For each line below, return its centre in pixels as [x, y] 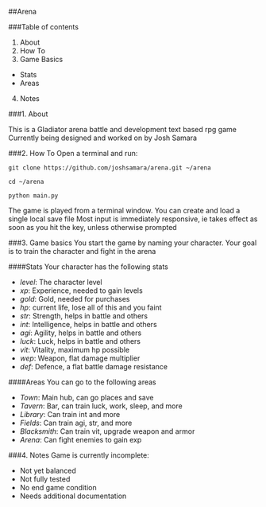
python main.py [33, 196]
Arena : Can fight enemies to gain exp [81, 440]
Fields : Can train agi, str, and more [76, 423]
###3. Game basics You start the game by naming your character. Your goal [133, 243]
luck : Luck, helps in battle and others [80, 341]
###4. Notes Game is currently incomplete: [79, 455]
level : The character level [61, 282]
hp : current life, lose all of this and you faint [91, 307]
